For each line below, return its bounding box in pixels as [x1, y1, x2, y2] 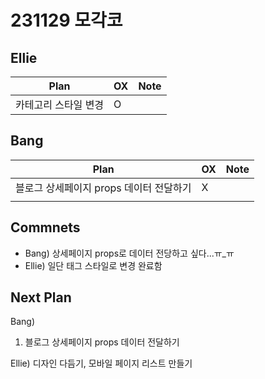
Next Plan [10, 289, 72, 306]
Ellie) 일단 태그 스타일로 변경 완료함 [24, 259, 163, 271]
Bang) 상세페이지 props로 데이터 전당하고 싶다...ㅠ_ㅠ [24, 247, 235, 259]
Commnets [10, 219, 81, 236]
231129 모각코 [10, 9, 123, 32]
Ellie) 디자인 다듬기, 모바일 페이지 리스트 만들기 [10, 357, 193, 370]
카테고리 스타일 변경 [15, 98, 105, 111]
